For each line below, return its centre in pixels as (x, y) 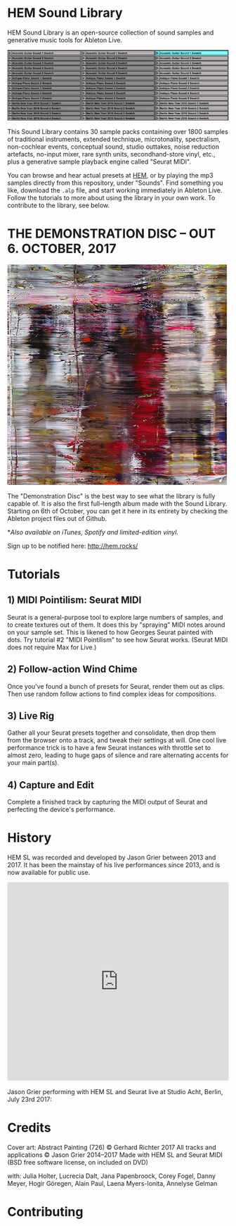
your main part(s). (33, 763)
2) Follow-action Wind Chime (72, 669)
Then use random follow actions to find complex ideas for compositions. (112, 694)
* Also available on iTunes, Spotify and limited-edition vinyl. (93, 532)
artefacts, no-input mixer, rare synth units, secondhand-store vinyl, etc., (111, 154)
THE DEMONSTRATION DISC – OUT (112, 234)
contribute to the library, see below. (59, 205)
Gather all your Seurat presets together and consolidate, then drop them (112, 733)
